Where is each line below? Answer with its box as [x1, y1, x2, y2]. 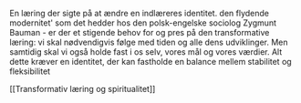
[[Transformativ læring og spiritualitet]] [9, 84, 156, 94]
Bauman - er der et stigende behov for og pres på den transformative [9, 27, 270, 37]
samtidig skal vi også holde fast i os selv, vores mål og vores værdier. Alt [9, 46, 283, 57]
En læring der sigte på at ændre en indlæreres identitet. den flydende [9, 8, 270, 18]
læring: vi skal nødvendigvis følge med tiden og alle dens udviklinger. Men [9, 36, 288, 47]
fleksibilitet [9, 66, 51, 77]
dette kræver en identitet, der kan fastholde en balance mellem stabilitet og [9, 57, 292, 67]
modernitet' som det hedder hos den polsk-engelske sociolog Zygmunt [9, 17, 276, 28]
